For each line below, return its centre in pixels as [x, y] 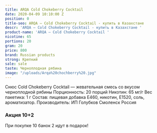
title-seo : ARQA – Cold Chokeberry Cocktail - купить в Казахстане [75, 23]
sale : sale [16, 64]
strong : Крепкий [21, 59]
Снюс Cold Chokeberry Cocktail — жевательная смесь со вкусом [72, 87]
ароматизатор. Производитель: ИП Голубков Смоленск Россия [71, 102]
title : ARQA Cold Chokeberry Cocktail [44, 9]
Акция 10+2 [20, 115]
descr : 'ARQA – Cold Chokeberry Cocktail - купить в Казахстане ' [73, 28]
